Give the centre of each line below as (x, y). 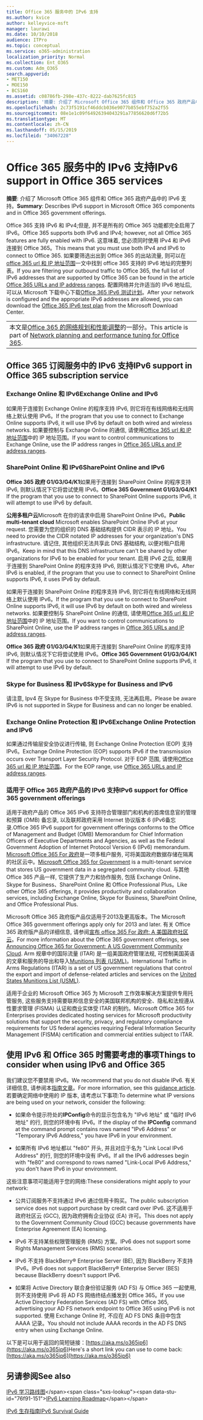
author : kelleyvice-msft (37, 23)
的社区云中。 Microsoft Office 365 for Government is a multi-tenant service (99, 862)
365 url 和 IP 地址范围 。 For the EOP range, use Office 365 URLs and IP (94, 767)
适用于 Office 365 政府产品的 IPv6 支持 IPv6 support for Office (97, 790)
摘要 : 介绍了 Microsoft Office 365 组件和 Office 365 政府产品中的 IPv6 (93, 198)
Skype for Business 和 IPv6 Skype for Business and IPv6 (90, 684)
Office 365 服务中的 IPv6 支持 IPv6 (92, 168)
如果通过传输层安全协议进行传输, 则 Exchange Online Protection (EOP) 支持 (99, 744)
